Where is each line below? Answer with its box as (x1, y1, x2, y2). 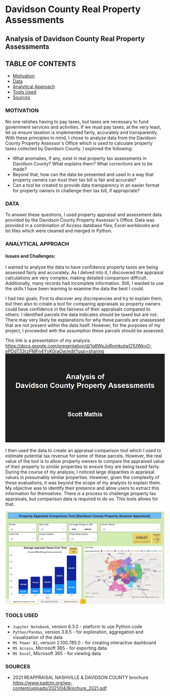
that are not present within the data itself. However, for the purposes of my (5, 322, 161, 328)
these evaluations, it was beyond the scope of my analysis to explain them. (5, 480, 161, 486)
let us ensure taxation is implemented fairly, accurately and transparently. (5, 129, 158, 135)
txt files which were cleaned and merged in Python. (5, 228, 113, 234)
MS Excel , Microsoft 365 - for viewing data (12, 650, 101, 656)
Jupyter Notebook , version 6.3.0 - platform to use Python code (12, 623, 143, 629)
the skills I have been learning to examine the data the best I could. (5, 286, 145, 292)
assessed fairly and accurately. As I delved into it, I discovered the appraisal (5, 270, 163, 276)
